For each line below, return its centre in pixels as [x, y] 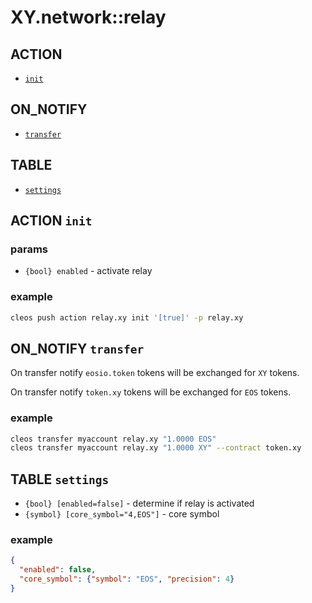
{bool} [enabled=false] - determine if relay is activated [139, 503]
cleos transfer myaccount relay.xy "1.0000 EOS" [113, 439]
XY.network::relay [88, 17]
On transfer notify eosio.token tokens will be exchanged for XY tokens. [155, 373]
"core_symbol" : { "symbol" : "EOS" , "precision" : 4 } [127, 579]
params [29, 249]
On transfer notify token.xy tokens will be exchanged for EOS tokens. [151, 392]
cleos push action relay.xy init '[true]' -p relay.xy [127, 317]
